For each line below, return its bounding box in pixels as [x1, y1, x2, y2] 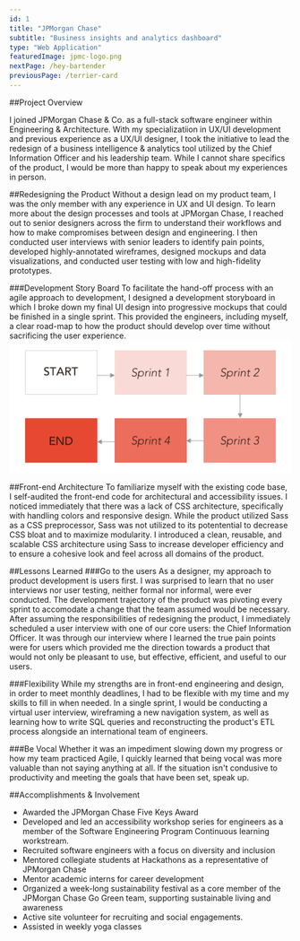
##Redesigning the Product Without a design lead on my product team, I [9, 188, 276, 199]
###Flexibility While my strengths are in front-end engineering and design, [9, 678, 285, 690]
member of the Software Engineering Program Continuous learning [21, 826, 270, 837]
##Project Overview [9, 97, 83, 108]
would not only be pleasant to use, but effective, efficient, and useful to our [9, 651, 287, 663]
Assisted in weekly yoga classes [21, 921, 142, 932]
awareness [21, 902, 64, 913]
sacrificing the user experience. [9, 330, 127, 341]
